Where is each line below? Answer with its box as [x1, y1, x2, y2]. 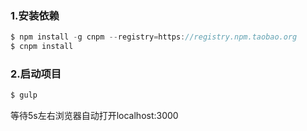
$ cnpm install [10, 42, 74, 52]
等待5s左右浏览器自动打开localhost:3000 [10, 110, 179, 122]
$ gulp [10, 90, 38, 101]
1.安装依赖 [10, 8, 60, 22]
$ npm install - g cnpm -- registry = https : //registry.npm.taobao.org [10, 32, 298, 42]
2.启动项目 [10, 67, 62, 81]
